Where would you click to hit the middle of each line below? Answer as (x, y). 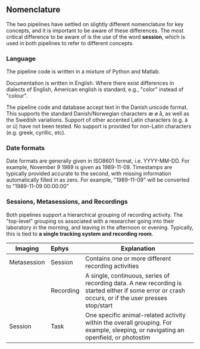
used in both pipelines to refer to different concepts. (70, 43)
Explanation (138, 248)
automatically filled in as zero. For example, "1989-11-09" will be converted (98, 180)
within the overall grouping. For (129, 322)
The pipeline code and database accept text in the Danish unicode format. (97, 107)
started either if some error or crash (135, 290)
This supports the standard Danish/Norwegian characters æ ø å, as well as (98, 114)
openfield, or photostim (118, 337)
